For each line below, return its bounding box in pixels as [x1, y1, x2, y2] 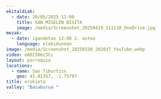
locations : [6, 62, 33, 69]
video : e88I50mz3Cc [6, 52, 54, 58]
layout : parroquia [6, 57, 51, 63]
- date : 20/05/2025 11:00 [11, 14, 75, 20]
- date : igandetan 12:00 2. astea [11, 36, 95, 41]
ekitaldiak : [6, 8, 35, 15]
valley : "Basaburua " [6, 84, 59, 90]
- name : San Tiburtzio [11, 68, 67, 74]
